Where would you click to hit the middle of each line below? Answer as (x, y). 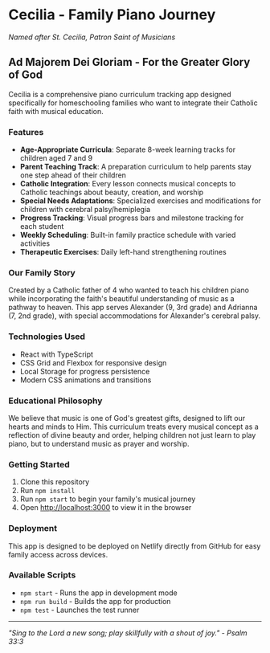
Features (26, 132)
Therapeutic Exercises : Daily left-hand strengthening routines (123, 252)
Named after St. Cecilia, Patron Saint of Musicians (92, 37)
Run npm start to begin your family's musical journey (108, 499)
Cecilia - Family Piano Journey (112, 15)
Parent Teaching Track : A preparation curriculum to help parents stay (135, 167)
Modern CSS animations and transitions (86, 380)
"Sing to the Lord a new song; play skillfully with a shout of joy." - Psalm (128, 633)
